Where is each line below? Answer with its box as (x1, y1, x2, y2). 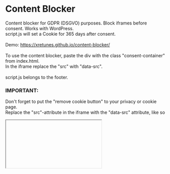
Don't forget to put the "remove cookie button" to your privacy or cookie (5, 98, 157, 105)
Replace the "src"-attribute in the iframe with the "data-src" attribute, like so (5, 109, 165, 115)
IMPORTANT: (5, 87, 39, 94)
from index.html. (5, 58, 40, 64)
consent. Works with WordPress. (5, 25, 74, 31)
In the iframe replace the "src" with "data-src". (5, 63, 103, 69)
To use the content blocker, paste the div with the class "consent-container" (5, 52, 165, 59)
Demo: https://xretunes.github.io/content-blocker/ (5, 41, 110, 47)
